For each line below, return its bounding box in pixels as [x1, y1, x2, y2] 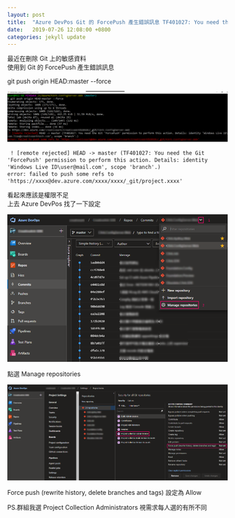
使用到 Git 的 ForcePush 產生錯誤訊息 [7, 63, 115, 71]
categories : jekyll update [7, 34, 86, 41]
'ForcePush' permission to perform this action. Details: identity [7, 156, 208, 164]
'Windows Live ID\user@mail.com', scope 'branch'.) [7, 163, 161, 171]
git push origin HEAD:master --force [7, 77, 112, 85]
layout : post [7, 11, 45, 18]
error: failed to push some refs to [7, 170, 114, 178]
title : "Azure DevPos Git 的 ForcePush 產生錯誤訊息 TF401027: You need [7, 18, 220, 26]
